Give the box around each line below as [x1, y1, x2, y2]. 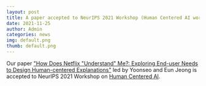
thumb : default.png [6, 43, 56, 49]
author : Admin [6, 26, 43, 32]
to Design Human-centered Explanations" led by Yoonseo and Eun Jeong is [6, 66, 197, 73]
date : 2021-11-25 [6, 20, 51, 26]
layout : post [6, 9, 40, 15]
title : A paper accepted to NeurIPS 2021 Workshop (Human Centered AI [6, 15, 191, 21]
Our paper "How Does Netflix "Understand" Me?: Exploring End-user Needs [6, 59, 198, 67]
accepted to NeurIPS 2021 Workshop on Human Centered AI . [6, 73, 161, 80]
